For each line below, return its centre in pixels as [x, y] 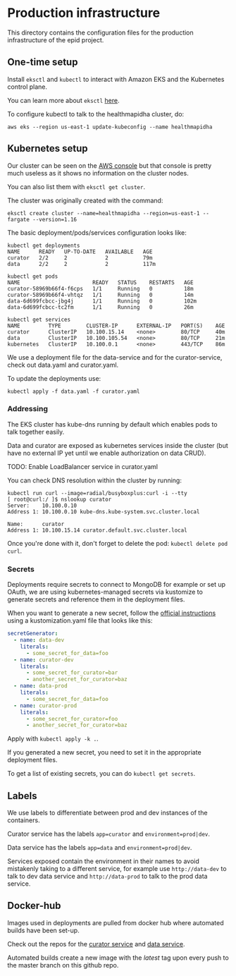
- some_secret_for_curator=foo [72, 719]
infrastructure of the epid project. [56, 39]
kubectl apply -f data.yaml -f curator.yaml [74, 391]
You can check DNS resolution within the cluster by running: [94, 480]
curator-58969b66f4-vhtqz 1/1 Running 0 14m [100, 295]
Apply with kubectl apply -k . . [53, 739]
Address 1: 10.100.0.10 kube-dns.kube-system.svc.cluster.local [104, 512]
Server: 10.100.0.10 [42, 506]
